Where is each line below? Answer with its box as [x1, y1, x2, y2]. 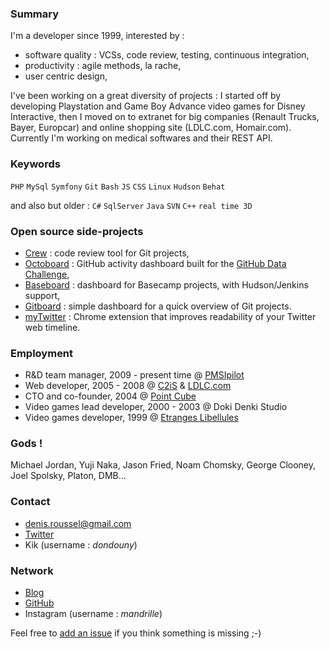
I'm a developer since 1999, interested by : [10, 30, 185, 42]
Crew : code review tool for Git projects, [24, 247, 190, 259]
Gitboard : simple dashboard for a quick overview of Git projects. [24, 300, 292, 312]
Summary [10, 7, 60, 21]
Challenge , [24, 268, 70, 280]
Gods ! [10, 437, 43, 451]
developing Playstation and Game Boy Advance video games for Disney [10, 100, 306, 112]
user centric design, [24, 70, 108, 82]
